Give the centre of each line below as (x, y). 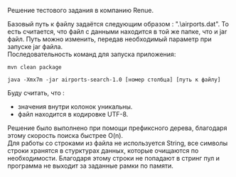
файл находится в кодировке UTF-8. (73, 114)
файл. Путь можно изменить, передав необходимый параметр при (109, 39)
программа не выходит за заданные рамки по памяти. (91, 166)
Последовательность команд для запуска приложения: (92, 54)
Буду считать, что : (36, 93)
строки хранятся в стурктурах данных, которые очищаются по (103, 151)
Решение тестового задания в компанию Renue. (81, 10)
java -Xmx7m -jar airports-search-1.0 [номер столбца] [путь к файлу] (114, 80)
